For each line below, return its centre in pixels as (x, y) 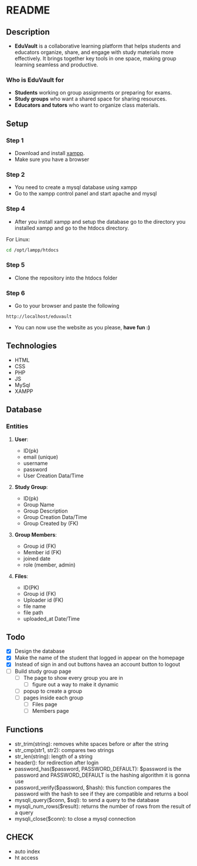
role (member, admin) (49, 565)
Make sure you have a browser (52, 159)
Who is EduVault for (35, 80)
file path (33, 612)
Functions (25, 729)
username (35, 463)
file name (35, 606)
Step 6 (16, 293)
